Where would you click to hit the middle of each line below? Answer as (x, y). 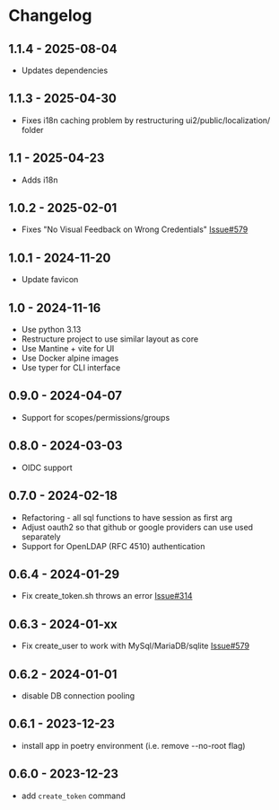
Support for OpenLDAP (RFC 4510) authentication (113, 546)
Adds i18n (39, 180)
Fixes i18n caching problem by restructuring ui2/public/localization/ (146, 120)
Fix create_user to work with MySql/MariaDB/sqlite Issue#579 (135, 646)
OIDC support (47, 467)
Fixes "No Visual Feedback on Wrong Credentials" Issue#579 (135, 229)
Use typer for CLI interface (71, 368)
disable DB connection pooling (78, 695)
